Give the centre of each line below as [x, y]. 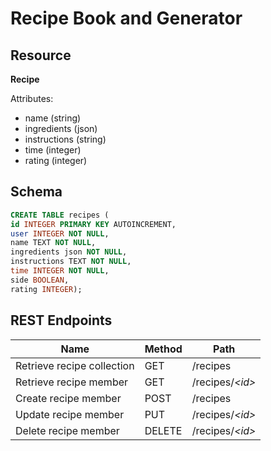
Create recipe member [68, 398]
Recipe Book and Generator [126, 18]
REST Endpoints [61, 320]
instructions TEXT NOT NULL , [71, 262]
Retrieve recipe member [72, 382]
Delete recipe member [67, 430]
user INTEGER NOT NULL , [60, 233]
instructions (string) [65, 139]
